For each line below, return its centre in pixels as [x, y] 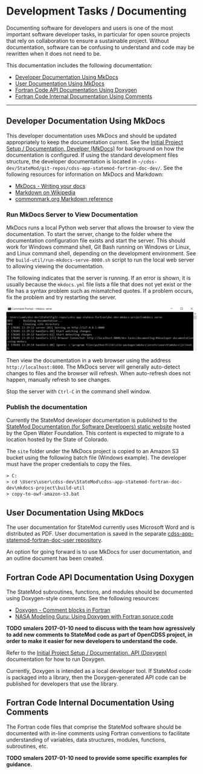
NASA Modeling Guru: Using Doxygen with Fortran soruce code [94, 617]
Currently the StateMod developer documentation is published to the [92, 420]
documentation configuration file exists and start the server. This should [96, 241]
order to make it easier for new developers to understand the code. [92, 641]
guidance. [19, 764]
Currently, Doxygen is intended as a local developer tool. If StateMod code [99, 671]
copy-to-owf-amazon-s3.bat [46, 494]
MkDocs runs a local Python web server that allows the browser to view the [100, 228]
